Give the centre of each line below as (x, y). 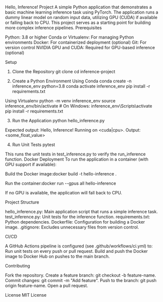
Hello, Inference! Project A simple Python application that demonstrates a (79, 7)
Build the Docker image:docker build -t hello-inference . (61, 174)
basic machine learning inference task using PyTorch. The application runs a (82, 12)
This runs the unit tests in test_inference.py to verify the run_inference (75, 154)
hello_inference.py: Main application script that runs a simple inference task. (81, 212)
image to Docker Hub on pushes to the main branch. (57, 256)
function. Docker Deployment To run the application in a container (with (77, 159)
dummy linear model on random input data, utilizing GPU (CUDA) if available (81, 17)
